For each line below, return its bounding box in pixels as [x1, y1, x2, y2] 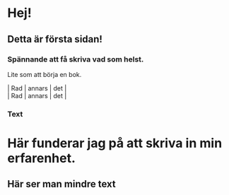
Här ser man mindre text [7, 178, 117, 190]
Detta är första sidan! [7, 33, 102, 45]
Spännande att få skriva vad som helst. [7, 54, 144, 64]
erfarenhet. [7, 150, 76, 166]
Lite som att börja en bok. [7, 70, 82, 78]
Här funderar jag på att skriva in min [7, 135, 223, 151]
